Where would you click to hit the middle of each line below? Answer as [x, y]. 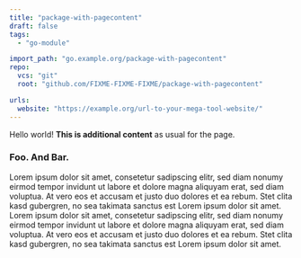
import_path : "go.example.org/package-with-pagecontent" [118, 59]
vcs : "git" [38, 76]
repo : [19, 67]
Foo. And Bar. [40, 157]
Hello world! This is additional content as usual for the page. [122, 134]
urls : [19, 100]
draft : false [34, 26]
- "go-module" [44, 43]
